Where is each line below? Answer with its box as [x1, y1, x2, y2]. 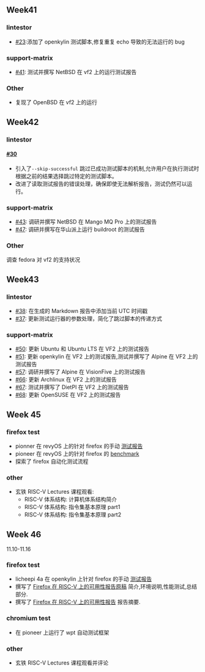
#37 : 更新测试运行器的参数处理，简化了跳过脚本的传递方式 [15, 315, 162, 322]
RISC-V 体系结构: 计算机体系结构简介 [24, 496, 117, 503]
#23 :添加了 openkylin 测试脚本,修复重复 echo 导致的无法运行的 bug [15, 38, 185, 45]
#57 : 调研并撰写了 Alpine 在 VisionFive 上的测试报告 [15, 368, 146, 376]
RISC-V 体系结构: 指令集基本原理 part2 [24, 511, 121, 518]
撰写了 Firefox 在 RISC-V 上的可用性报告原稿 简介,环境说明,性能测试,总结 [15, 583, 198, 591]
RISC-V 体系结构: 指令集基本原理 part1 [24, 504, 121, 511]
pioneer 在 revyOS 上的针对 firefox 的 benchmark [15, 450, 140, 458]
